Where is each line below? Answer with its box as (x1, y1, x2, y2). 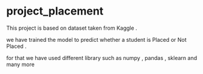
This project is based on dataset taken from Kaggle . (6, 24, 138, 32)
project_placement (6, 4, 104, 18)
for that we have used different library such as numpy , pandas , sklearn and (6, 54, 198, 61)
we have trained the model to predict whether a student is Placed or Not (6, 36, 187, 43)
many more (6, 61, 35, 68)
